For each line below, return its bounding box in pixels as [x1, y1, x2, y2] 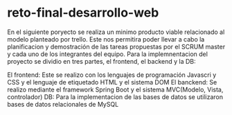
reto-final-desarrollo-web [7, 5, 159, 21]
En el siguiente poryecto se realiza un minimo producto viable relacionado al [7, 28, 225, 36]
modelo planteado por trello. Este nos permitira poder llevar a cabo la [7, 35, 205, 43]
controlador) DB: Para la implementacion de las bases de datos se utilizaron [7, 92, 224, 101]
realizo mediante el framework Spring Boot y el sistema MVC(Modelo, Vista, [7, 85, 224, 94]
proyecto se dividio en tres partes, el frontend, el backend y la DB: [7, 57, 196, 65]
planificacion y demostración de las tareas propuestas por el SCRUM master [7, 42, 226, 51]
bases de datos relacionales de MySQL [7, 100, 119, 108]
